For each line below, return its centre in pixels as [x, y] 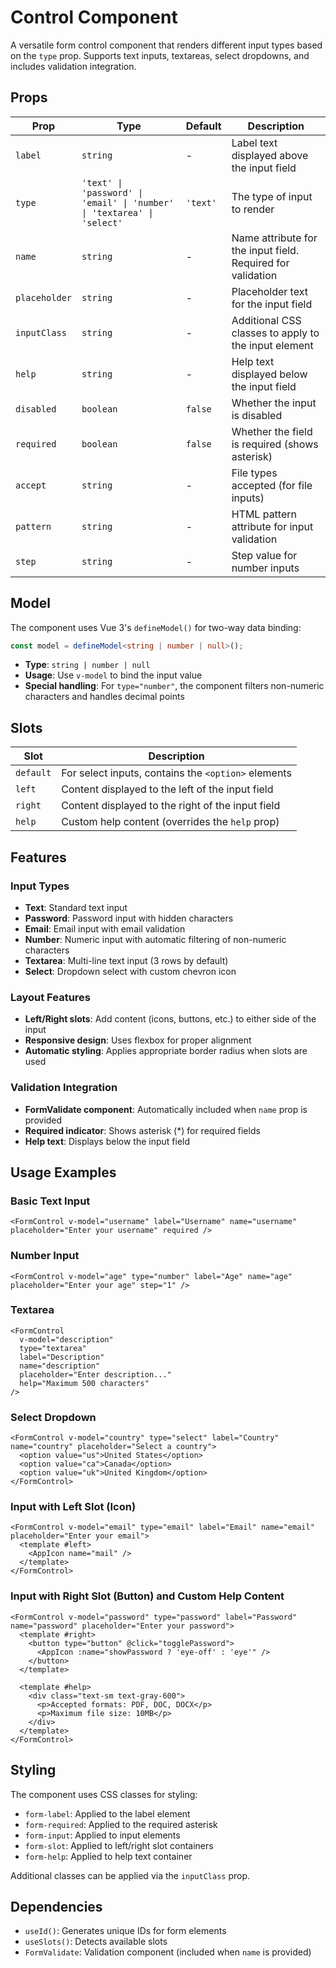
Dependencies [56, 1906]
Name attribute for [274, 238]
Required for [260, 263]
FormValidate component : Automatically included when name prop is [166, 1109]
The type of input [272, 196]
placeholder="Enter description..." [95, 1374]
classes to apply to [275, 333]
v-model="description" [66, 1339]
